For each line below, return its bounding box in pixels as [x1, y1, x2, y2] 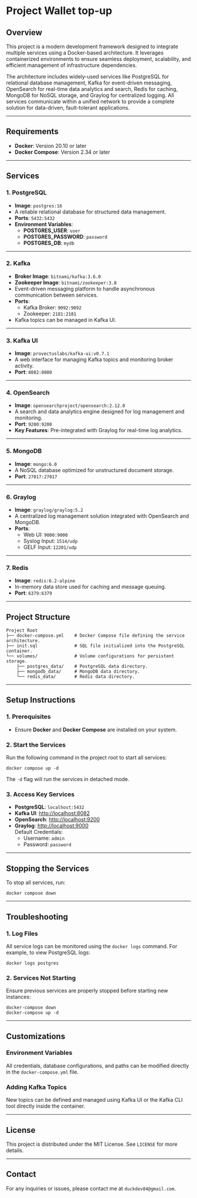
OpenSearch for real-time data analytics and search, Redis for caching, [6, 86, 178, 92]
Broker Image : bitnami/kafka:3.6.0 [14, 273, 101, 280]
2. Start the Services [6, 741, 66, 749]
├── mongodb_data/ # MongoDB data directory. [16, 668, 141, 675]
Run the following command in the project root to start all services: [6, 754, 167, 761]
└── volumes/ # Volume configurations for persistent [6, 653, 175, 659]
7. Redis [6, 564, 29, 572]
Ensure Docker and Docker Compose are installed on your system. [14, 726, 177, 733]
